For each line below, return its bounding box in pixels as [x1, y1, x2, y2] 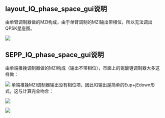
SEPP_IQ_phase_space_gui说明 [5, 50, 104, 59]
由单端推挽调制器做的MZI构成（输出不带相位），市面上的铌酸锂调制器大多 [5, 64, 156, 71]
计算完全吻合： [22, 88, 53, 94]
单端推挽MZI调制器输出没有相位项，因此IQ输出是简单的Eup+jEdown [11, 81, 151, 87]
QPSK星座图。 [5, 25, 35, 31]
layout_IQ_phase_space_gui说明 [5, 4, 107, 13]
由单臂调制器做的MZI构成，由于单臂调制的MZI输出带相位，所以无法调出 [5, 19, 152, 25]
